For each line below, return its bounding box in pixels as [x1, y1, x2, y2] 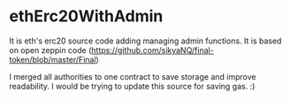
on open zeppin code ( [9, 44, 92, 55]
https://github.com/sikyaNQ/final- [91, 44, 214, 55]
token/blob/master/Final [9, 54, 96, 65]
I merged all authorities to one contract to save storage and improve [9, 71, 256, 81]
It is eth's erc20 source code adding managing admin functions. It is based [9, 35, 282, 46]
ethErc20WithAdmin [9, 6, 164, 27]
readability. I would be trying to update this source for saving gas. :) [9, 81, 256, 91]
